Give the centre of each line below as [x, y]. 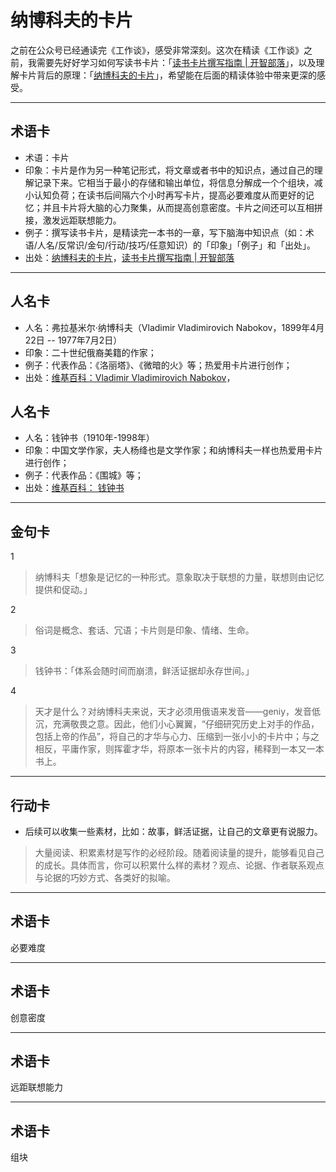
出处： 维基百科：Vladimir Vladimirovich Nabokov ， [130, 377]
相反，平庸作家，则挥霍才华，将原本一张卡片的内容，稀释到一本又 [170, 749]
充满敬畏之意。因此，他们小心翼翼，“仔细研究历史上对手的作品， [186, 724]
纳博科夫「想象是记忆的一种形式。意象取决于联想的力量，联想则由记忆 [179, 577]
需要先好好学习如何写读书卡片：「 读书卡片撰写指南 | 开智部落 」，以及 [176, 62]
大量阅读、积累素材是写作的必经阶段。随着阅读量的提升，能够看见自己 [179, 852]
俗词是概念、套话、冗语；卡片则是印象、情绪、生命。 [144, 630]
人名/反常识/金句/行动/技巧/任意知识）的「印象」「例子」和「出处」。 [176, 245]
